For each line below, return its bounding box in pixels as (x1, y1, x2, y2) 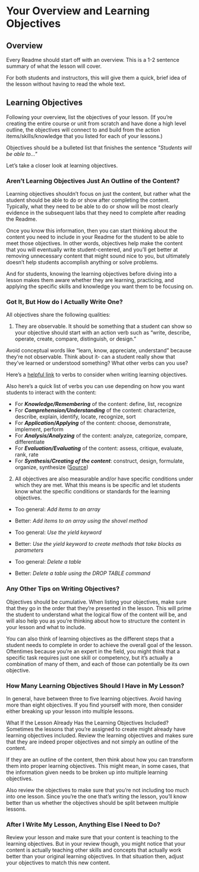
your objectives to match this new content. (6, 859, 110, 867)
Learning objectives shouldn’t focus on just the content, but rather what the (6, 190, 191, 198)
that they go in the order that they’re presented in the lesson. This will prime (6, 604, 192, 611)
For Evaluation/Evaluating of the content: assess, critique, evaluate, (14, 445, 184, 452)
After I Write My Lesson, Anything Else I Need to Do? (6, 820, 160, 829)
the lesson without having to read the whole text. (6, 80, 126, 87)
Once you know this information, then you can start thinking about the (6, 227, 177, 235)
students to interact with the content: (6, 389, 97, 396)
